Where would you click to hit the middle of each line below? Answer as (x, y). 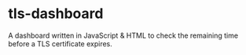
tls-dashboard (56, 14)
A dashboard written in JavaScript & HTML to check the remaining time (123, 35)
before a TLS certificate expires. (60, 43)
